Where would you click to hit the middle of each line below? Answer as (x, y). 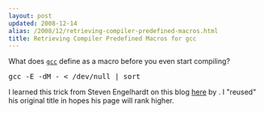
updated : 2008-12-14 (43, 23)
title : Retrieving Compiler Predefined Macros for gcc (103, 38)
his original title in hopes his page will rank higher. (91, 101)
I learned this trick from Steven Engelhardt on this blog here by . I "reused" (132, 92)
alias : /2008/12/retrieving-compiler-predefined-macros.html (113, 31)
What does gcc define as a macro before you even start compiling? (119, 61)
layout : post (30, 16)
